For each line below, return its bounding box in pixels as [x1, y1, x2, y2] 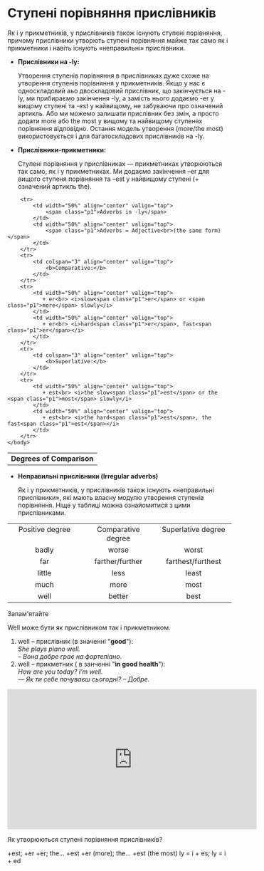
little [37, 568, 52, 578]
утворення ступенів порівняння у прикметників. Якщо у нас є [17, 78, 206, 87]
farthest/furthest [166, 556, 222, 566]
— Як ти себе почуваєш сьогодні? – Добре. [17, 674, 150, 683]
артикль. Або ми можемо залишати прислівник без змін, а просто [17, 109, 219, 118]
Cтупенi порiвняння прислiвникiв [7, 5, 216, 21]
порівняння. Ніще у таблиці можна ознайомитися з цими [17, 501, 191, 509]
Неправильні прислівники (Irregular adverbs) [17, 471, 159, 480]
